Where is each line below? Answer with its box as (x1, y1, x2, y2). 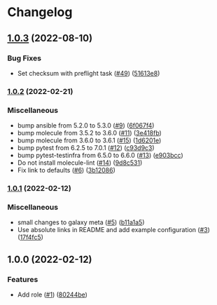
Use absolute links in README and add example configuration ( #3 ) (17, 226, 210, 234)
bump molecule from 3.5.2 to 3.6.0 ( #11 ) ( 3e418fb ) (17, 129, 162, 137)
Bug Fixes (7, 53, 42, 63)
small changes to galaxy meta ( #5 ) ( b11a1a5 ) (17, 218, 145, 226)
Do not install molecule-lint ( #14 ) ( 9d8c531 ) (17, 158, 143, 167)
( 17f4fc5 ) (17, 233, 44, 242)
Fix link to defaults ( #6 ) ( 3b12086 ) (17, 166, 115, 175)
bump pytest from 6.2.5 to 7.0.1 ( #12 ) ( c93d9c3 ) (17, 144, 155, 152)
